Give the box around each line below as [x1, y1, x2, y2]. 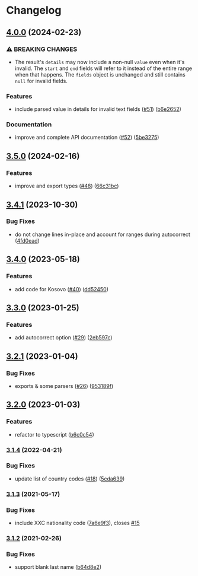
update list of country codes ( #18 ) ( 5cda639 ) [14, 475, 125, 482]
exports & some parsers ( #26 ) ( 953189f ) [14, 382, 114, 389]
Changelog [6, 4, 62, 17]
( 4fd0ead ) [14, 237, 40, 244]
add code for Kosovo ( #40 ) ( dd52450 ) [14, 285, 108, 292]
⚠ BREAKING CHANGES [6, 45, 78, 53]
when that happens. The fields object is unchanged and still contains [14, 71, 186, 78]
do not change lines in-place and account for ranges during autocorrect [14, 231, 191, 238]
